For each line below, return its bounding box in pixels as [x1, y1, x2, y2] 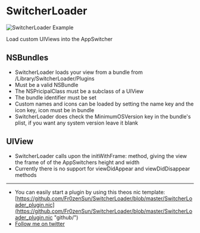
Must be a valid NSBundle [14, 81, 79, 88]
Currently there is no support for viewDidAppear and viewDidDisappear [14, 165, 190, 172]
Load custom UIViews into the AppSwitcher [6, 35, 113, 42]
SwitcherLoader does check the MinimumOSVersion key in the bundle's [14, 113, 191, 120]
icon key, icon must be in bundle [14, 106, 95, 114]
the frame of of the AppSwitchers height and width [14, 159, 140, 166]
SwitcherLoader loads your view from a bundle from [14, 69, 143, 76]
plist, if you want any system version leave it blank [14, 119, 139, 126]
